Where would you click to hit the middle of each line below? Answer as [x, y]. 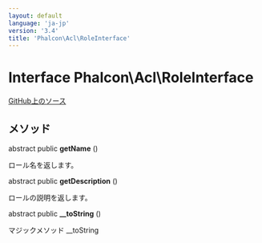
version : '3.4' [34, 30]
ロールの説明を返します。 [50, 198]
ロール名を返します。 [43, 165]
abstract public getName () [53, 148]
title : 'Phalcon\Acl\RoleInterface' [69, 38]
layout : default [35, 16]
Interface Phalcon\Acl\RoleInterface [131, 78]
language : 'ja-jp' [39, 23]
